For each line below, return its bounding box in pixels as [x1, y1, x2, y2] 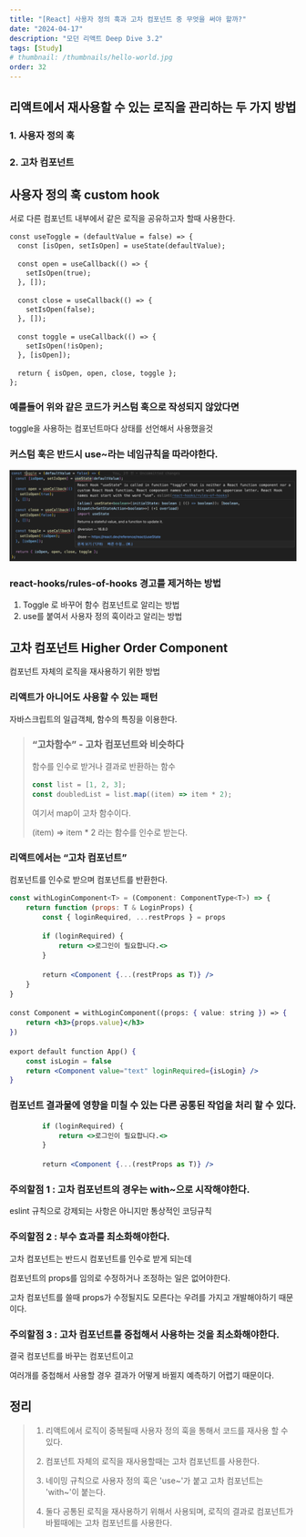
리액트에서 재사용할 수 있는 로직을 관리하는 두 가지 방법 [9, 100, 297, 116]
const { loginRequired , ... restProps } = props [42, 912, 226, 921]
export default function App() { [9, 1047, 137, 1056]
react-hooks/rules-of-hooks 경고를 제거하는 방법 [9, 577, 221, 590]
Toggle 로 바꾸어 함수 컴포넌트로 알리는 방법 [22, 599, 180, 610]
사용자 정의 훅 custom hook [9, 187, 160, 202]
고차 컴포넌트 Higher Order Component [9, 640, 229, 656]
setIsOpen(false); [25, 305, 96, 314]
